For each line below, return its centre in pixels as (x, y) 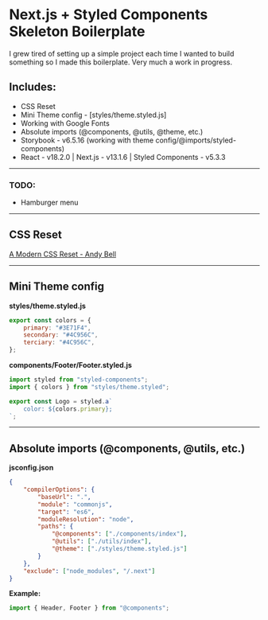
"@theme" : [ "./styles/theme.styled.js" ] (119, 549)
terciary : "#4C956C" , (59, 343)
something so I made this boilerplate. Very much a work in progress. (121, 62)
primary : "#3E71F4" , (57, 328)
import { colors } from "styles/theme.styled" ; (89, 387)
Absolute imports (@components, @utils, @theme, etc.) (112, 131)
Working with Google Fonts (65, 123)
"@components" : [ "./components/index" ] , (119, 534)
